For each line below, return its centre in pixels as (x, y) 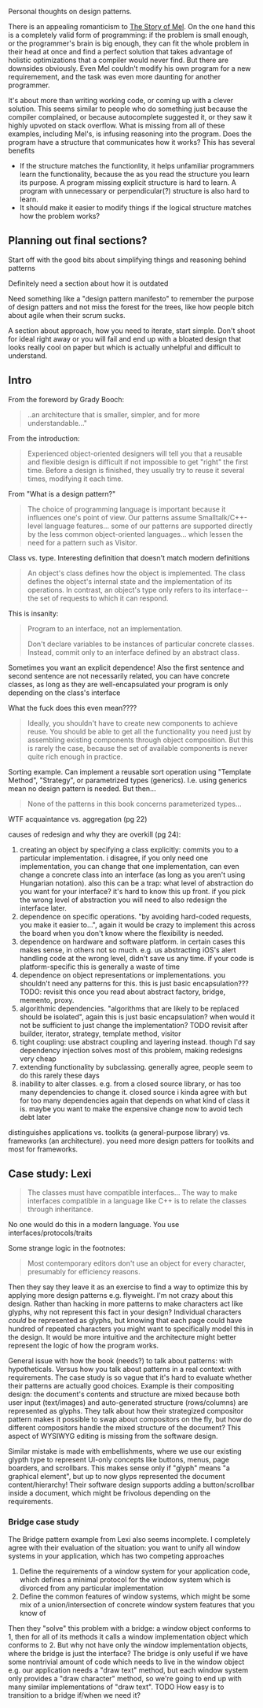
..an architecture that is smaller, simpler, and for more (113, 414)
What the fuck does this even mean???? (73, 708)
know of (33, 1613)
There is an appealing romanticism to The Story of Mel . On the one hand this (132, 26)
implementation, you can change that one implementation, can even (129, 866)
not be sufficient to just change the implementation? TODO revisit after (133, 1025)
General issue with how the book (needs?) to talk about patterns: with (121, 1361)
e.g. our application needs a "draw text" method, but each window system (128, 1670)
